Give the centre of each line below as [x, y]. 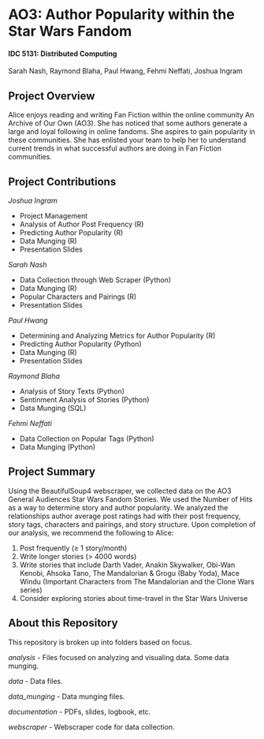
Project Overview [52, 96]
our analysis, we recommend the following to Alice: [91, 532]
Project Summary [52, 472]
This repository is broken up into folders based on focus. [100, 642]
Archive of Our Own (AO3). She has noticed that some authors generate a [128, 123]
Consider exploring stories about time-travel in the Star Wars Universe [134, 598]
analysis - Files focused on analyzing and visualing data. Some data [119, 657]
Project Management [54, 216]
